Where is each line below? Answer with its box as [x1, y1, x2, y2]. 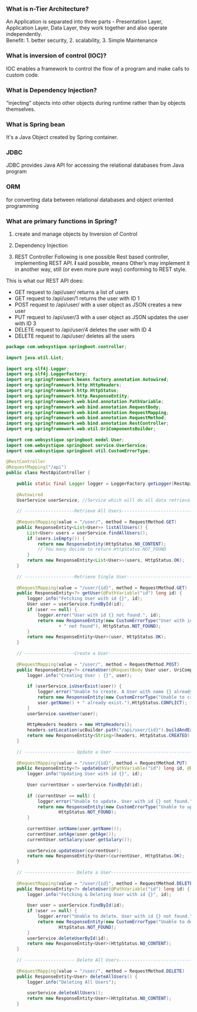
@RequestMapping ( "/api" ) [6, 464, 67, 470]
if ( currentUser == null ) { [27, 793, 96, 799]
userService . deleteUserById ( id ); [27, 935, 109, 941]
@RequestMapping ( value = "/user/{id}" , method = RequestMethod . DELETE [16, 880, 193, 887]
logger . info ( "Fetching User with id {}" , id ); [27, 596, 143, 602]
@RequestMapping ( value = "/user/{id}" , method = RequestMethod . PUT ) [16, 760, 188, 766]
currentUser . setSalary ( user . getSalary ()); [27, 836, 133, 842]
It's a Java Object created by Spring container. [6, 134, 118, 141]
